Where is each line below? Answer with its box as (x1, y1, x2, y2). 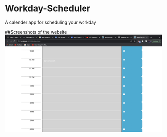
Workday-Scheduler (5, 3, 91, 14)
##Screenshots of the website (5, 29, 67, 35)
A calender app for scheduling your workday (5, 19, 96, 25)
